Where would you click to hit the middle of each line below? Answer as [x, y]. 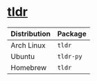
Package [72, 34]
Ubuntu [23, 56]
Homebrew [29, 67]
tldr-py [70, 56]
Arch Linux [28, 45]
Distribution [30, 34]
